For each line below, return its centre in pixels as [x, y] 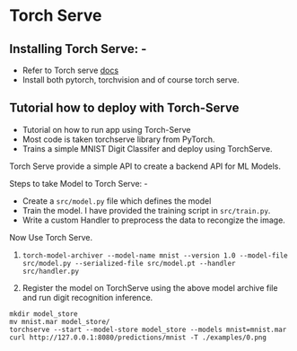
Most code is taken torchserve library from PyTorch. [118, 139]
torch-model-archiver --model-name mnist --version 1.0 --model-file [155, 255]
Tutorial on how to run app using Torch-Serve [106, 129]
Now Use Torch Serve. [51, 237]
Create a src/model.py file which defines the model [117, 201]
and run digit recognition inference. [87, 297]
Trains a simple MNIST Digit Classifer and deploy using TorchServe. [147, 148]
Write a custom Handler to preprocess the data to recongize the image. [153, 220]
